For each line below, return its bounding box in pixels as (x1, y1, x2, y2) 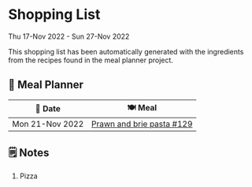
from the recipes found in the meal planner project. (8, 55, 173, 65)
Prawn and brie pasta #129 (91, 118, 193, 129)
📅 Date (35, 103, 61, 114)
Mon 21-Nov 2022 (12, 118, 84, 129)
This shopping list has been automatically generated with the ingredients (8, 47, 244, 56)
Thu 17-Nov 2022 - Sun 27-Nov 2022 (8, 32, 130, 41)
